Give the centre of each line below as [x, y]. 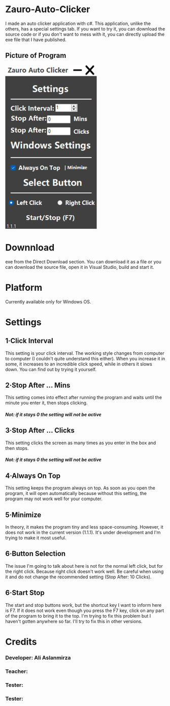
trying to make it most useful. [36, 538]
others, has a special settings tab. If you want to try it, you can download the [85, 28]
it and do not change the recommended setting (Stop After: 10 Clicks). [78, 577]
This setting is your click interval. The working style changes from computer [85, 353]
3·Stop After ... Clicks [40, 431]
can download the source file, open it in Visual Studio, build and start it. [80, 267]
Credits [21, 642]
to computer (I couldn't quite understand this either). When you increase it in [85, 358]
